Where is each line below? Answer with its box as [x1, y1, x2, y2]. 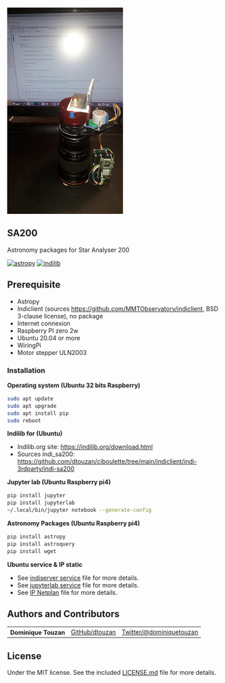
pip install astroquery [7, 541, 75, 548]
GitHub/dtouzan [71, 628, 117, 636]
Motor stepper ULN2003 [16, 348, 87, 356]
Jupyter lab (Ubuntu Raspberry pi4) [7, 478, 111, 486]
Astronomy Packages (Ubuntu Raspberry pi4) [7, 519, 141, 528]
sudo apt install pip [7, 410, 69, 417]
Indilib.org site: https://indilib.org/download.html [16, 443, 153, 451]
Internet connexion [16, 319, 71, 327]
